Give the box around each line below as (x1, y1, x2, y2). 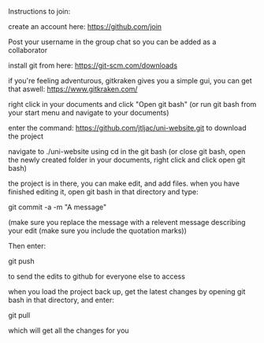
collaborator (8, 46, 48, 54)
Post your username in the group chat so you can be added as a (8, 37, 217, 46)
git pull (8, 311, 31, 319)
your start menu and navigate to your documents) (8, 108, 169, 117)
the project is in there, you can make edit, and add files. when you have (8, 179, 240, 188)
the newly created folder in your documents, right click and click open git (8, 155, 246, 164)
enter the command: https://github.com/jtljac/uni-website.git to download (8, 124, 247, 132)
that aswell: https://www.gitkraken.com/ (8, 84, 138, 94)
